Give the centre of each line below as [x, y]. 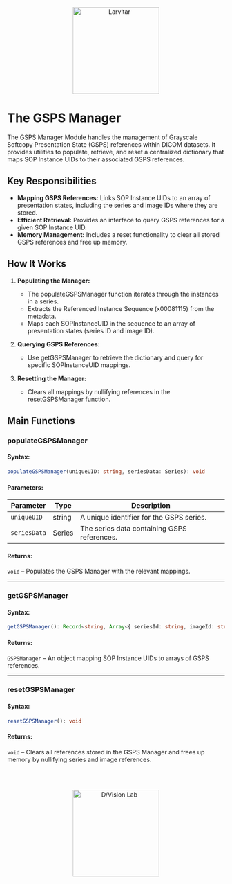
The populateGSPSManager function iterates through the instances [123, 294]
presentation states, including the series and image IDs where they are [117, 205]
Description [151, 506]
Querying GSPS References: [58, 344]
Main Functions [41, 421]
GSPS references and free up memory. [72, 242]
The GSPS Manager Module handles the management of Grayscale [103, 137]
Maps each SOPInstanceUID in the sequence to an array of [111, 323]
